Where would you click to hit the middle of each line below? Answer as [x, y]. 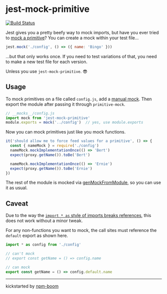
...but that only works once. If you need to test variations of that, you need [81, 56]
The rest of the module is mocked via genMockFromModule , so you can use [83, 183]
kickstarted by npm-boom [32, 286]
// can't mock [20, 254]
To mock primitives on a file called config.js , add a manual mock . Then [79, 99]
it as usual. [17, 188]
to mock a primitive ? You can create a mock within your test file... [72, 38]
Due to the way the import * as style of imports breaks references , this [79, 216]
